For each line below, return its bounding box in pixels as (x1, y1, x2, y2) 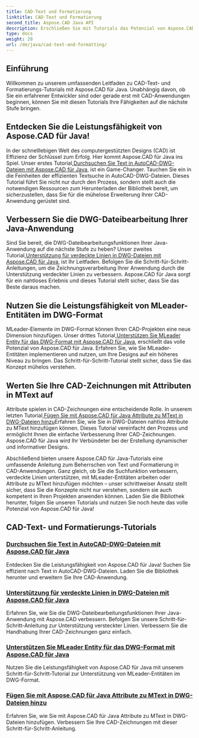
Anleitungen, (6, 264, 37, 271)
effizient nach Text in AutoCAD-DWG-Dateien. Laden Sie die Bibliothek (6, 567, 179, 574)
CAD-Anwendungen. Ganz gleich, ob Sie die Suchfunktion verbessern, (6, 467, 179, 474)
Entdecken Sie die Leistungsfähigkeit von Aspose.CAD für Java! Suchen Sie (6, 561, 191, 568)
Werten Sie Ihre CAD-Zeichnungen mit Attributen (6, 381, 191, 391)
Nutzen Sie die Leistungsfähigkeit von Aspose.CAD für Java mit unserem (6, 664, 184, 671)
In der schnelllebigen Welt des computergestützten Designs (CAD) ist (6, 146, 176, 154)
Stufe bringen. (6, 104, 41, 111)
